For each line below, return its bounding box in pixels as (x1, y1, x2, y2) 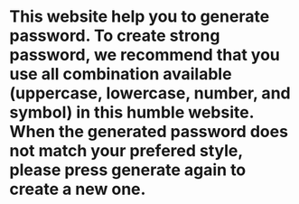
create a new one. (9, 179, 146, 199)
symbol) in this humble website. (9, 102, 255, 123)
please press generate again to (9, 160, 247, 181)
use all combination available (9, 64, 232, 85)
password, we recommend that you (9, 45, 280, 65)
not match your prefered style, (9, 141, 243, 162)
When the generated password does (9, 122, 289, 142)
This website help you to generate (9, 6, 270, 27)
